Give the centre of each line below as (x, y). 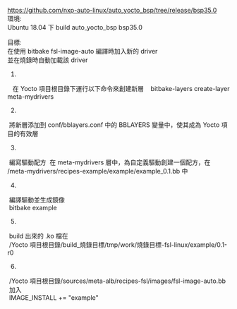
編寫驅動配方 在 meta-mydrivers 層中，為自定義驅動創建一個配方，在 (110, 162)
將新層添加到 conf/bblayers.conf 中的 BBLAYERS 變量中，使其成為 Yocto (114, 125)
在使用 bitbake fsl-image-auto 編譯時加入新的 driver (83, 51)
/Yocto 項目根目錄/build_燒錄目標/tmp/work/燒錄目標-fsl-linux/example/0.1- (118, 245)
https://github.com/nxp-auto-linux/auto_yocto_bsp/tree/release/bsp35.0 (112, 10)
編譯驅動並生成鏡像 (37, 200)
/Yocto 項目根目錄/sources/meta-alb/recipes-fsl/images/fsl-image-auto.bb (117, 281)
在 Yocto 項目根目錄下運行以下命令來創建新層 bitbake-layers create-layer (121, 89)
